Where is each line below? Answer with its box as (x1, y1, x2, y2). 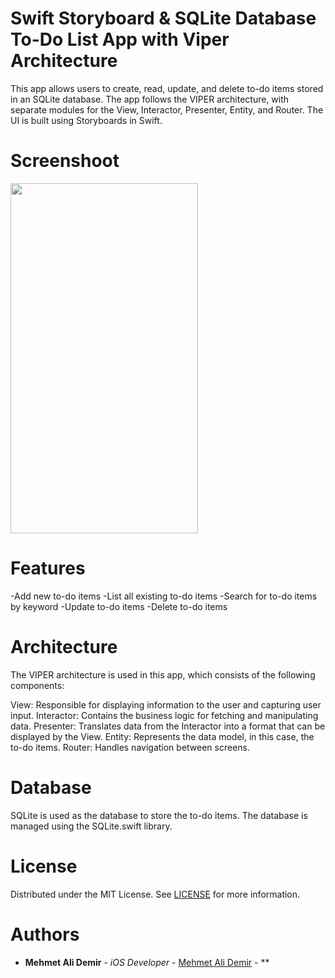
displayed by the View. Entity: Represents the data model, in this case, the (10, 730, 315, 742)
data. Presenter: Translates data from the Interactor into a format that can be (10, 720, 326, 732)
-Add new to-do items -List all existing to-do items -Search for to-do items (10, 590, 318, 602)
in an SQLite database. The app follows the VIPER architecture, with (10, 93, 290, 105)
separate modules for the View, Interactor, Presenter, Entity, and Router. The (10, 103, 324, 116)
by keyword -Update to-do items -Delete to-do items (10, 600, 228, 612)
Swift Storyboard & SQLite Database (10, 7, 317, 30)
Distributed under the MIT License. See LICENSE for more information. (10, 888, 301, 900)
